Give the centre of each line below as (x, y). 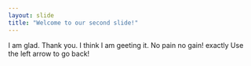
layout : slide (31, 15)
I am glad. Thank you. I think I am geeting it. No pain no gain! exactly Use (126, 45)
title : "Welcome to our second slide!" (73, 23)
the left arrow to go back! (49, 53)
